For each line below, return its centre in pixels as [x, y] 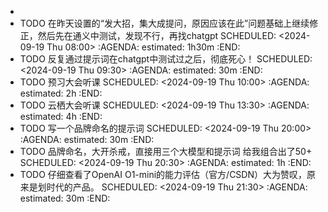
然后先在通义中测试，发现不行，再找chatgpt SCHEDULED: [157, 35]
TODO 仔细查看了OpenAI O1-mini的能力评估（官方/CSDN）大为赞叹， [163, 174]
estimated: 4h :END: [61, 116]
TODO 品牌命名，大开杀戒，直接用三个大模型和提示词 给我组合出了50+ [166, 151]
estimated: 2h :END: [61, 93]
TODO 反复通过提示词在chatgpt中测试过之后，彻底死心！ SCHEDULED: [166, 59]
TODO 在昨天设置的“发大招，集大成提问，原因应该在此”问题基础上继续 [164, 23]
